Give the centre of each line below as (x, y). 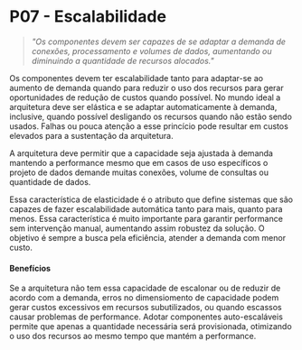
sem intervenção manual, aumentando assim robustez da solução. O (137, 228)
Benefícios (30, 268)
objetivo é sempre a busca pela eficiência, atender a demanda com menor (148, 237)
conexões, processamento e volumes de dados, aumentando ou (152, 51)
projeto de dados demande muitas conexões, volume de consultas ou (139, 172)
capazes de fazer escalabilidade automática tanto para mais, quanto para (146, 208)
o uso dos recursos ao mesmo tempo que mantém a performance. (133, 336)
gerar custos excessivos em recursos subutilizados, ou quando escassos (146, 308)
